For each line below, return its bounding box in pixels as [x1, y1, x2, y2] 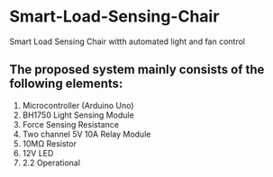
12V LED [22, 147, 54, 158]
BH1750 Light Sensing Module [22, 110, 135, 120]
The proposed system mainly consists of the [9, 62, 265, 77]
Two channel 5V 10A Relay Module [22, 128, 151, 139]
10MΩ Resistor [22, 137, 77, 149]
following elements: [9, 76, 123, 92]
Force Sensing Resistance [22, 119, 120, 129]
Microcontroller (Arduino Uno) [22, 100, 134, 111]
